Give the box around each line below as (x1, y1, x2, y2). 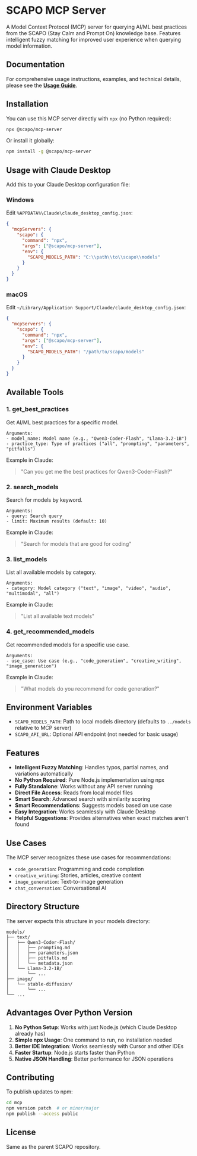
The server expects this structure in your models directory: (6, 917, 150, 924)
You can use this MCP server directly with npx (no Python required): (6, 114, 171, 122)
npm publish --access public (6, 1111, 78, 1117)
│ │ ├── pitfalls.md (6, 955, 68, 961)
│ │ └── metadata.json (6, 960, 73, 966)
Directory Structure (6, 902, 80, 912)
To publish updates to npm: (6, 1088, 73, 1095)
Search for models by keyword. (6, 496, 83, 504)
